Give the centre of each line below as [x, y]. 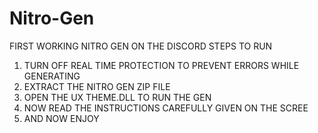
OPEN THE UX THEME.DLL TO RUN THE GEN [117, 97]
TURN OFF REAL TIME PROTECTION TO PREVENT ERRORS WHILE [161, 65]
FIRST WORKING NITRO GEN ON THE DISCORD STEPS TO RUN [141, 46]
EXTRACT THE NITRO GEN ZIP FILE [97, 86]
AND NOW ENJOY [61, 118]
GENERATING [52, 76]
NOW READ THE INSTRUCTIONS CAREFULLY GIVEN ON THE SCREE [166, 108]
